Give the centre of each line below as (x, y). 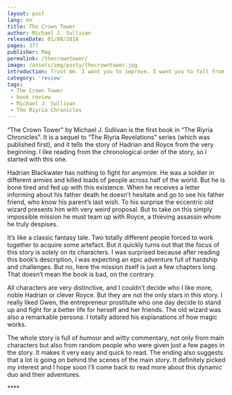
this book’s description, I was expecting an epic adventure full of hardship (113, 259)
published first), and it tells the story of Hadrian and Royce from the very (110, 144)
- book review (30, 98)
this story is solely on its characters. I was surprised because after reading (114, 252)
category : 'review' (35, 78)
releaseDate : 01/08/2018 (43, 39)
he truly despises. (33, 224)
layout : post (26, 13)
